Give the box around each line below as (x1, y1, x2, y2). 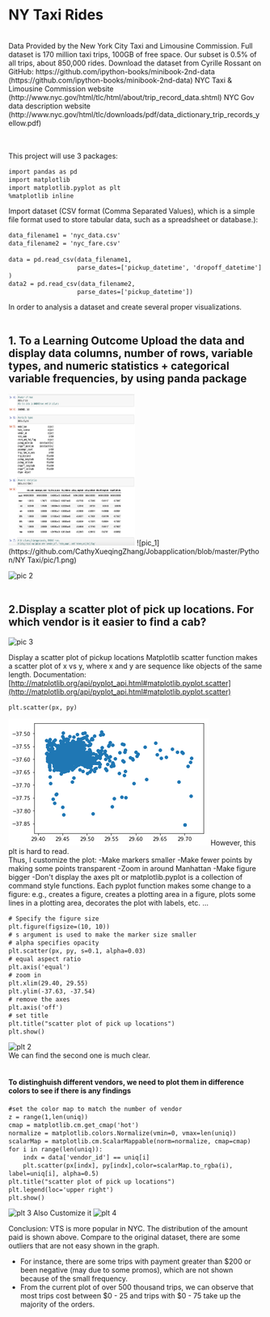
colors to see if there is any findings (8, 1086, 132, 1096)
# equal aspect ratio (8, 955, 82, 963)
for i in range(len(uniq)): (8, 1145, 103, 1153)
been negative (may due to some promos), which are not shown (19, 1264, 234, 1274)
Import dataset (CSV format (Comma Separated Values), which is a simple (8, 206, 255, 216)
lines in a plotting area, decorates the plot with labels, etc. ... (8, 898, 209, 907)
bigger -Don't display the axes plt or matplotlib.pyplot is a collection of (8, 872, 243, 882)
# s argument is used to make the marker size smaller (8, 931, 197, 939)
